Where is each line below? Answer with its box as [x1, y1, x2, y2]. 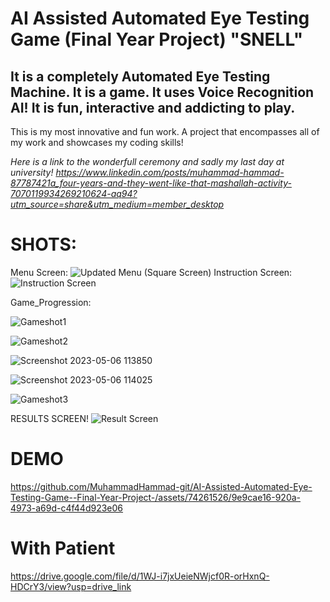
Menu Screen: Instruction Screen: [10, 266, 293, 278]
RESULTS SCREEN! [10, 412, 89, 424]
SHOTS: [10, 233, 78, 256]
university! [10, 167, 54, 178]
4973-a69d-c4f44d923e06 [10, 502, 124, 514]
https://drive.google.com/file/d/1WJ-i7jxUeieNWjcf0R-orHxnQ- [10, 570, 270, 582]
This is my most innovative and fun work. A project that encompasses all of [10, 126, 320, 137]
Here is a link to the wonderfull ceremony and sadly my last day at [10, 156, 285, 167]
